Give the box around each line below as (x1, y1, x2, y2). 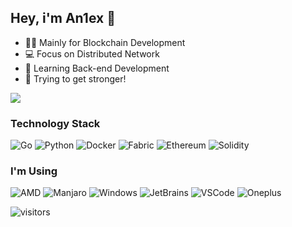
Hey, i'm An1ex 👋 (10, 10, 116, 27)
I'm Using (10, 164, 58, 178)
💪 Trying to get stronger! (24, 72, 127, 85)
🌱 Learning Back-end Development (24, 62, 170, 74)
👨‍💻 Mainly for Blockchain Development (24, 36, 186, 48)
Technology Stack (10, 116, 101, 130)
